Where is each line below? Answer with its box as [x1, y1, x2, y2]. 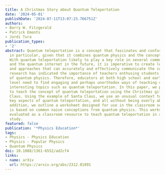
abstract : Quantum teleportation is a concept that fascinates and [5, 48, 146, 53]
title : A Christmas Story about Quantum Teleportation [5, 7, 120, 12]
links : [5, 153, 19, 158]
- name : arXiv [5, 157, 34, 162]
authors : [5, 21, 23, 26]
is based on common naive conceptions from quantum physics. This [9, 107, 148, 113]
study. [9, 116, 23, 122]
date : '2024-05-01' [5, 12, 45, 17]
